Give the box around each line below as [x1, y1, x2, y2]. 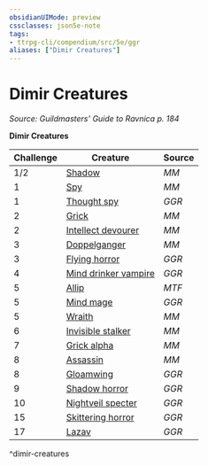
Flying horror [65, 253, 120, 266]
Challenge [13, 151, 58, 164]
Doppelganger [65, 238, 127, 251]
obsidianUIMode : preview [9, 12, 101, 22]
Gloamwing [65, 369, 113, 381]
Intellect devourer [65, 224, 140, 237]
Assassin [65, 353, 104, 366]
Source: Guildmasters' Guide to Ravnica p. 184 [9, 113, 180, 124]
